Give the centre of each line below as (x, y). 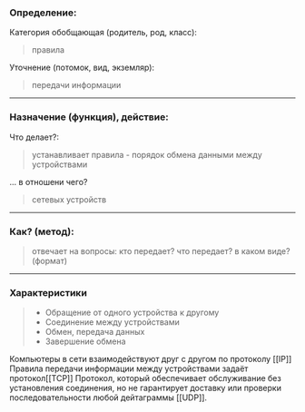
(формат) (49, 260)
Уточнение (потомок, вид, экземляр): (82, 68)
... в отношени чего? (49, 181)
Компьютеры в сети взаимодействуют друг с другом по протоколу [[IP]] (151, 359)
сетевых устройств (69, 199)
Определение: (43, 13)
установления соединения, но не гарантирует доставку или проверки (145, 388)
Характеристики (49, 292)
